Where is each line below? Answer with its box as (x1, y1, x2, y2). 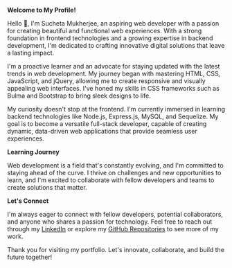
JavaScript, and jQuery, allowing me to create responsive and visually (7, 77, 206, 85)
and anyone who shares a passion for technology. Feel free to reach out (7, 217, 213, 226)
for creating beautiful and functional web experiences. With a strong (7, 27, 202, 35)
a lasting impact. (7, 48, 55, 57)
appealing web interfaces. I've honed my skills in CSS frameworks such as (7, 84, 220, 92)
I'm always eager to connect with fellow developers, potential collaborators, (7, 211, 224, 218)
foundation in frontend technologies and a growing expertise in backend (7, 34, 213, 42)
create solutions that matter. (7, 184, 88, 191)
